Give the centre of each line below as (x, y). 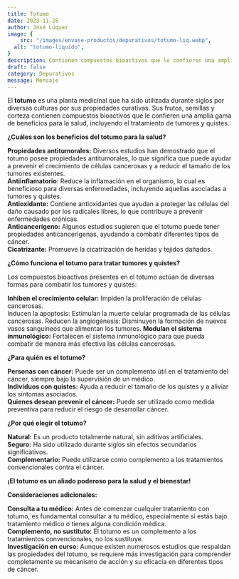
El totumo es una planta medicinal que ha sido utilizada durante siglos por (116, 101)
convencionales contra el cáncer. (56, 467)
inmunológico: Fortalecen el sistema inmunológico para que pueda (106, 337)
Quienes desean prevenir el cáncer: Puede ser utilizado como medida (111, 402)
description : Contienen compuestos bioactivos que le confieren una (111, 61)
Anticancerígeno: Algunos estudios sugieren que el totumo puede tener (113, 227)
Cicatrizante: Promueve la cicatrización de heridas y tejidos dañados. (110, 250)
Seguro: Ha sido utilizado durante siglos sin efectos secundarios (102, 445)
